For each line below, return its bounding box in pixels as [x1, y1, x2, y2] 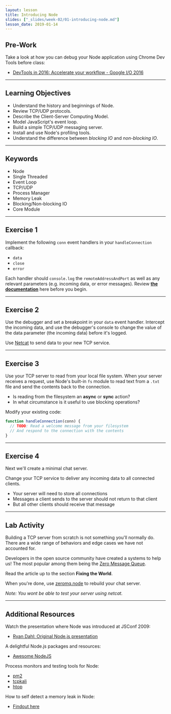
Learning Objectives [5, 89, 71, 97]
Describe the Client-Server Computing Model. [12, 113, 109, 119]
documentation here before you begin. [5, 286, 88, 292]
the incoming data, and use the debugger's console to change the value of [5, 324, 162, 330]
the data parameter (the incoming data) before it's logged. [5, 330, 127, 336]
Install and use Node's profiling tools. [12, 130, 91, 136]
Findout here [12, 703, 40, 709]
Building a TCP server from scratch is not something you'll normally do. [5, 534, 155, 541]
